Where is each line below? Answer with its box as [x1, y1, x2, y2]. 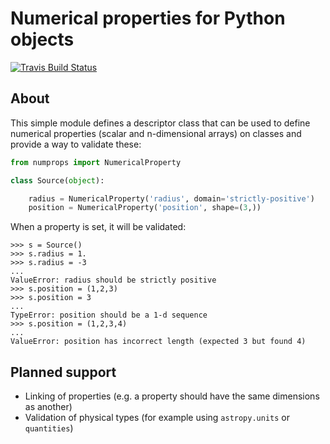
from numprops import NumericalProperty [10, 157, 182, 167]
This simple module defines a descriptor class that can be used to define [10, 117, 311, 129]
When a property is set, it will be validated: [10, 221, 187, 233]
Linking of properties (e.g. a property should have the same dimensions [24, 390, 320, 402]
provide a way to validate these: [10, 138, 142, 150]
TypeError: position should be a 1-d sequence [10, 310, 208, 321]
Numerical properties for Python [10, 7, 286, 30]
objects [10, 28, 75, 51]
